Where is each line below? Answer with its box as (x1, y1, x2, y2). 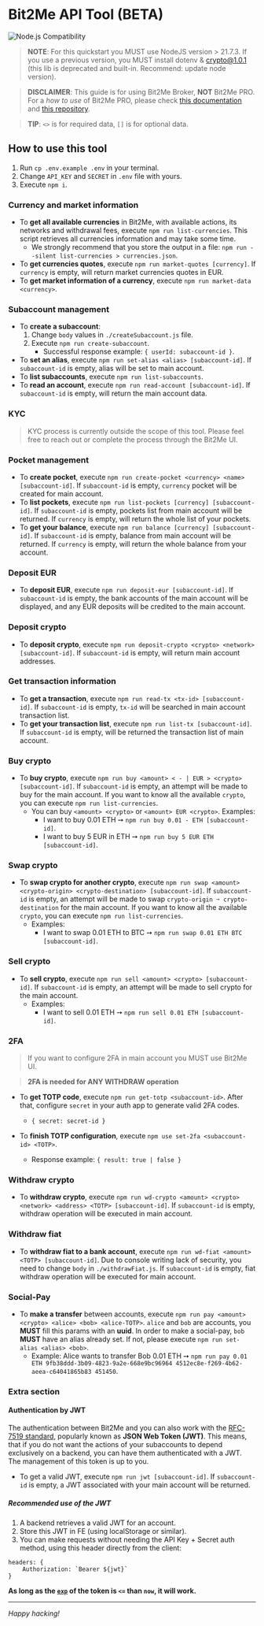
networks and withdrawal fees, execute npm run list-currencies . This (19, 226, 248, 236)
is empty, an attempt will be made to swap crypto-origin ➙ (28, 894, 220, 904)
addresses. (19, 656, 57, 666)
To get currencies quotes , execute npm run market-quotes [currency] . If (19, 259, 256, 269)
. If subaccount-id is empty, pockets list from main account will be (30, 506, 243, 515)
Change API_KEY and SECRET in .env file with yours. (19, 171, 182, 180)
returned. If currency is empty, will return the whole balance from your (19, 539, 247, 548)
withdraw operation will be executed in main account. (19, 1209, 193, 1219)
